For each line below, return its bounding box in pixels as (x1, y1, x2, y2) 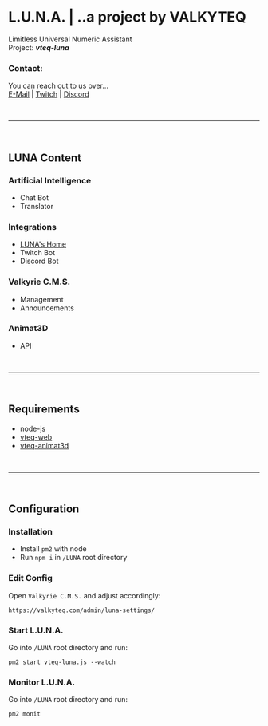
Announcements (19, 303, 74, 313)
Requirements (8, 403, 80, 416)
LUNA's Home (19, 239, 66, 249)
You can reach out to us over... (8, 81, 109, 91)
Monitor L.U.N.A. (8, 677, 76, 688)
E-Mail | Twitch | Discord (8, 89, 89, 99)
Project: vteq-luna (8, 42, 69, 52)
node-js (19, 424, 46, 433)
